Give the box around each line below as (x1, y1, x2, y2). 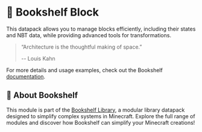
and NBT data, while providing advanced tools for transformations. (6, 31, 172, 38)
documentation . (6, 73, 46, 80)
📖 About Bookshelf (6, 90, 78, 101)
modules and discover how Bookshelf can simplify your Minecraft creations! (6, 119, 195, 126)
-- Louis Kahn (21, 55, 55, 62)
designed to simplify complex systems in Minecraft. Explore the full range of (6, 112, 195, 119)
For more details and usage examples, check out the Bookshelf (6, 66, 163, 74)
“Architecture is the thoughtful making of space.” (21, 43, 142, 50)
